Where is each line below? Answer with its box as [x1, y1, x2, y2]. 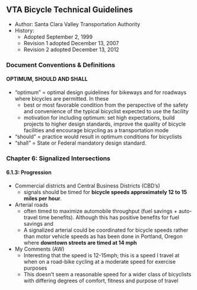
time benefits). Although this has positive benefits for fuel [39, 214, 180, 221]
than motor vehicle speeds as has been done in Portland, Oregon [23, 233, 183, 240]
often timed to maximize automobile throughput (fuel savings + [23, 208, 178, 215]
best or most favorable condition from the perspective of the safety [23, 101, 189, 108]
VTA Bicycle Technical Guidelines [6, 5, 134, 15]
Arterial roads [14, 201, 49, 208]
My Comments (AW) [14, 245, 65, 252]
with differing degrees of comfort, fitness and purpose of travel [23, 277, 179, 285]
